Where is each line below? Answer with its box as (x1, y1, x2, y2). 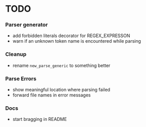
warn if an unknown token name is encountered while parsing (12, 38, 141, 44)
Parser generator (5, 21, 48, 28)
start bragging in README (12, 116, 67, 122)
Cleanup (5, 51, 27, 58)
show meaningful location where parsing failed (12, 87, 110, 93)
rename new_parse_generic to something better (12, 62, 111, 69)
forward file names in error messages (12, 92, 91, 98)
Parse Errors (5, 75, 37, 82)
